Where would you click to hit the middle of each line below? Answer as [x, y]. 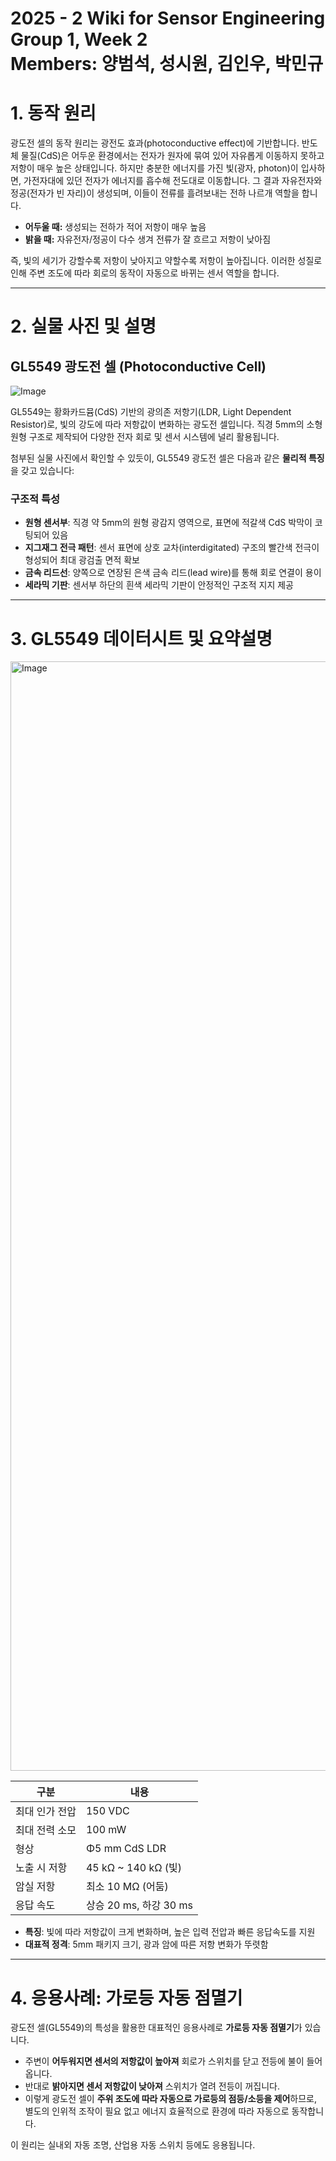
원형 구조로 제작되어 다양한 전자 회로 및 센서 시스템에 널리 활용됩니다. [145, 437]
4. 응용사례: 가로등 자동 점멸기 [126, 1998]
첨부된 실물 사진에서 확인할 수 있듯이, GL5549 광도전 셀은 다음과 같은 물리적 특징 [167, 458]
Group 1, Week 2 [79, 39]
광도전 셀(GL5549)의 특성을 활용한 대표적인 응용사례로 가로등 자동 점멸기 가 [156, 2028]
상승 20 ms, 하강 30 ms [139, 1905]
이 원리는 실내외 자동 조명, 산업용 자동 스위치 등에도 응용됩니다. [133, 2145]
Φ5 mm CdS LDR [126, 1849]
